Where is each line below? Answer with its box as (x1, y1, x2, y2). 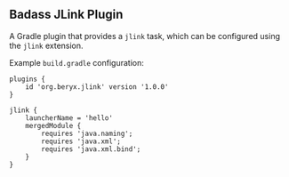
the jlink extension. (9, 40, 84, 51)
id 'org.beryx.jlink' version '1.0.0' (25, 82, 169, 92)
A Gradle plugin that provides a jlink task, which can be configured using (9, 30, 280, 41)
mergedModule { (25, 121, 82, 130)
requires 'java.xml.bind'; (41, 144, 141, 154)
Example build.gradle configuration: (9, 57, 144, 68)
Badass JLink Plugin (9, 7, 124, 22)
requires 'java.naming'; (41, 129, 133, 138)
